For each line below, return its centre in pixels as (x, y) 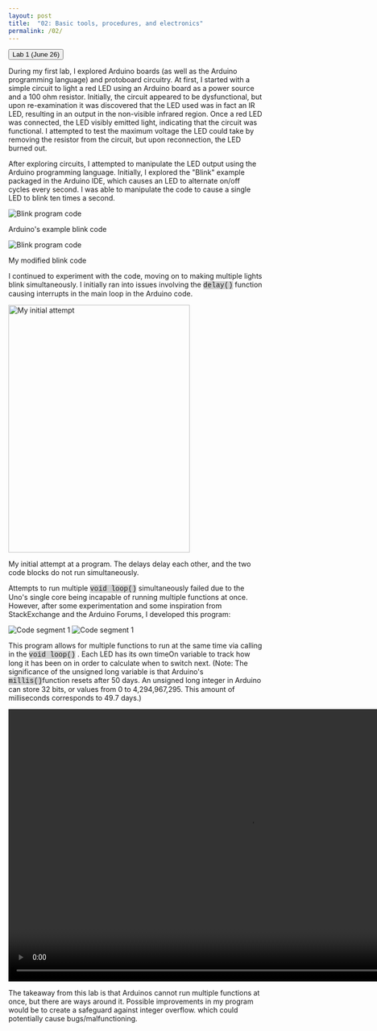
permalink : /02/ (35, 31)
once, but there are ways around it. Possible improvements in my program (131, 1002)
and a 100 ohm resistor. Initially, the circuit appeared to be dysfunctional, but (135, 97)
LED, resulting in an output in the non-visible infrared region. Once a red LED (135, 114)
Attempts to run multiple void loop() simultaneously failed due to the (126, 588)
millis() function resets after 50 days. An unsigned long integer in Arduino (135, 681)
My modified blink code (48, 261)
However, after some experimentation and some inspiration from (115, 606)
